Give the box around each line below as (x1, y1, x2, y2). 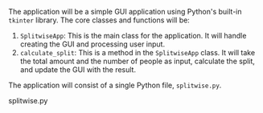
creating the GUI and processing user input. (19, 39, 166, 49)
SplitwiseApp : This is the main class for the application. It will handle (19, 31, 247, 40)
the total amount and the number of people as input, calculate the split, (19, 56, 256, 66)
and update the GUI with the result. (19, 65, 137, 75)
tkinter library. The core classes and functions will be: (8, 15, 191, 25)
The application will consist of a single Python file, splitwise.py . (8, 80, 222, 90)
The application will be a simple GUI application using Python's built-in (8, 7, 242, 16)
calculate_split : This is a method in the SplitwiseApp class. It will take (19, 48, 256, 57)
